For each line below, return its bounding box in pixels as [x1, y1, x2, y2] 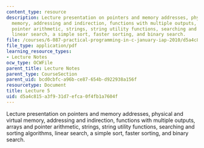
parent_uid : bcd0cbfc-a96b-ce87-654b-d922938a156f [6, 76, 137, 82]
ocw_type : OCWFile [6, 59, 53, 66]
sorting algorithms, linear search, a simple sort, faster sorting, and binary [6, 129, 189, 136]
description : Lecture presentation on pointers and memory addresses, [6, 15, 189, 21]
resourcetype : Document [6, 82, 67, 89]
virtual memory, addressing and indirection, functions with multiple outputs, [6, 116, 195, 124]
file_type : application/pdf [6, 43, 78, 49]
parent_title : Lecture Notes [6, 65, 80, 72]
